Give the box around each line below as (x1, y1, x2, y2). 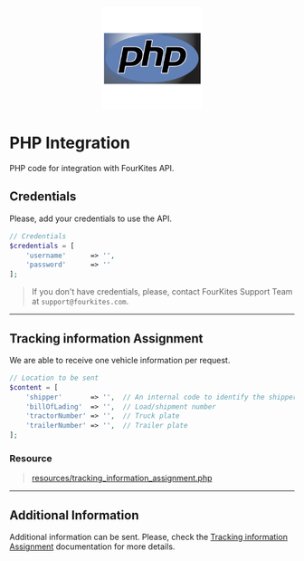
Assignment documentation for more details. (9, 541, 176, 552)
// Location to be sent (9, 373, 100, 382)
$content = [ (9, 382, 59, 392)
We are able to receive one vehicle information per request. (9, 354, 231, 365)
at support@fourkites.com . (31, 296, 129, 307)
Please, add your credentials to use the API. (9, 213, 173, 224)
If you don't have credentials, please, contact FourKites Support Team (31, 286, 293, 297)
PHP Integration (9, 133, 131, 153)
